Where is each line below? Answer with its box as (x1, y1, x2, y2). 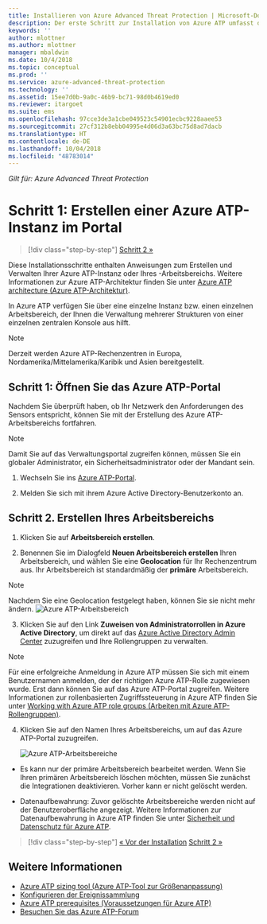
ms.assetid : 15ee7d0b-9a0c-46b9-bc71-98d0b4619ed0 (8, 93, 180, 101)
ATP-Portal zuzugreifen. (19, 733, 99, 743)
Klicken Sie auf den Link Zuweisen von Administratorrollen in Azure (19, 619, 246, 629)
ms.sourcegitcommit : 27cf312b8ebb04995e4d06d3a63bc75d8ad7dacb (8, 122, 222, 130)
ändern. (8, 604, 34, 613)
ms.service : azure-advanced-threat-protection (8, 78, 165, 86)
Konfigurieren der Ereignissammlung (19, 890, 141, 899)
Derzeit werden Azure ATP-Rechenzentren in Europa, (8, 349, 183, 359)
